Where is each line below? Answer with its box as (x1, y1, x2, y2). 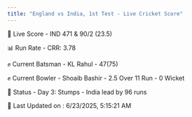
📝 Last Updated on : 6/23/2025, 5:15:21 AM (7, 101, 132, 109)
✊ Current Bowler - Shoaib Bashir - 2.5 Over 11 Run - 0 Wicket (7, 74, 185, 82)
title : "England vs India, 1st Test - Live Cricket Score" (7, 10, 184, 18)
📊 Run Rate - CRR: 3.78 (7, 43, 76, 52)
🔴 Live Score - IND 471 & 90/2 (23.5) (7, 29, 113, 38)
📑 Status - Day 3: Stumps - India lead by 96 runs (7, 88, 147, 96)
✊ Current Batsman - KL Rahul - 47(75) (7, 60, 118, 68)
